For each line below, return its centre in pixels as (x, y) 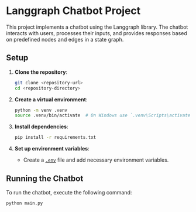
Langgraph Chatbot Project (73, 11)
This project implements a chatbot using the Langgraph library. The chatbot (97, 27)
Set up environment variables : (52, 149)
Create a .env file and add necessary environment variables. (96, 160)
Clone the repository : (41, 72)
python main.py (25, 203)
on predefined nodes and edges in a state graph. (65, 39)
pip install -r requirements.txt (55, 138)
